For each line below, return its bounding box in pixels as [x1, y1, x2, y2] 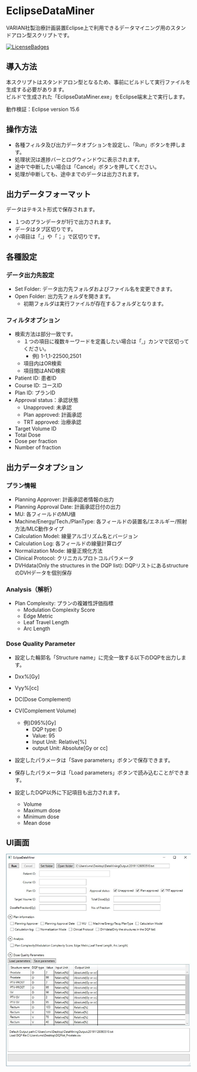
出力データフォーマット [6, 189, 91, 199]
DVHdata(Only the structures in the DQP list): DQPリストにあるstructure [14, 562, 189, 569]
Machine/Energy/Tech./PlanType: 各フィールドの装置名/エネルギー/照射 [14, 518, 188, 525]
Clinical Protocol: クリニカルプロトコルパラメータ [14, 554, 134, 562]
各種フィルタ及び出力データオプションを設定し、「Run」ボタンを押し [14, 141, 181, 148]
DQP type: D [32, 726, 63, 733]
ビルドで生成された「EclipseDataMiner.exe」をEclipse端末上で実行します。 [6, 93, 188, 100]
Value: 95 [32, 732, 55, 739]
